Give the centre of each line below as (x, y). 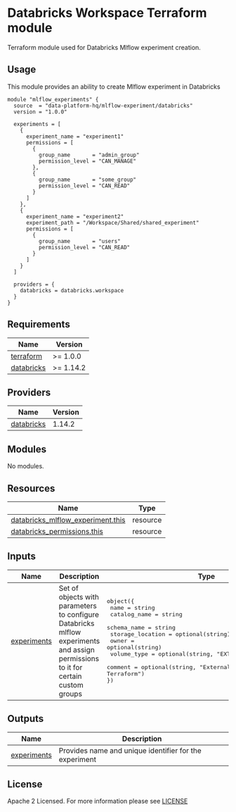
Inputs (22, 557)
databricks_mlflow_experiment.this (68, 520)
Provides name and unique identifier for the (130, 750)
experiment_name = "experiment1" (75, 136)
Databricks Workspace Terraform (107, 13)
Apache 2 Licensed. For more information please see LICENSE (98, 801)
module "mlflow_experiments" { (53, 99)
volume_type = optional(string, (162, 654)
